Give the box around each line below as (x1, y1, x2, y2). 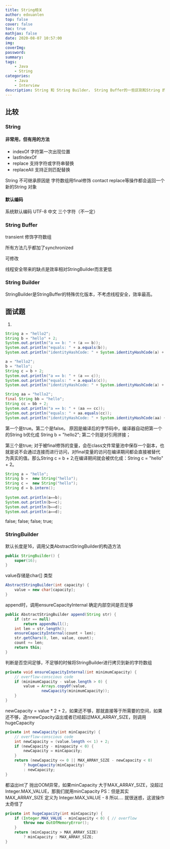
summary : (5, 54, 24, 60)
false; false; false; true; (5, 518, 53, 524)
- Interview (14, 83, 39, 88)
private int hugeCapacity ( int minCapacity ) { (5, 811, 103, 816)
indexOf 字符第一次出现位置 (12, 149, 71, 155)
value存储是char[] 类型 (5, 573, 53, 579)
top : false (5, 17, 28, 22)
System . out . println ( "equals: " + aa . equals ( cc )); (5, 410, 112, 416)
